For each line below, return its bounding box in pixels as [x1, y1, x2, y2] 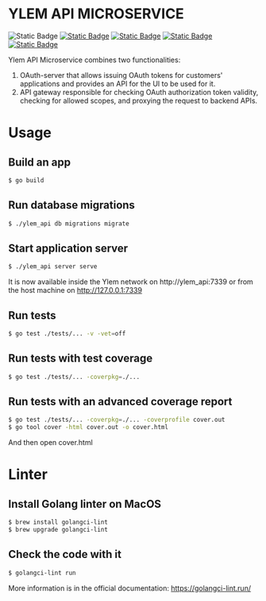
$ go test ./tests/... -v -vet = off [8, 330, 126, 338]
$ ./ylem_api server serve [8, 263, 98, 271]
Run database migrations [8, 198, 135, 212]
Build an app [8, 155, 71, 169]
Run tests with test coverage [8, 352, 153, 365]
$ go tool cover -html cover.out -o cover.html [8, 423, 169, 431]
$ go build [8, 176, 44, 184]
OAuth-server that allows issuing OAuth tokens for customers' [19, 70, 223, 80]
